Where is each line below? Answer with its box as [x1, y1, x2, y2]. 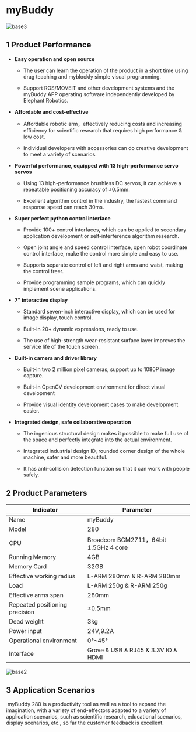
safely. [23, 471, 40, 478]
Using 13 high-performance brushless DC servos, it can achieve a [23, 179, 182, 186]
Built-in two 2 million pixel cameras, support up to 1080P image [23, 366, 176, 373]
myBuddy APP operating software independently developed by [23, 90, 175, 97]
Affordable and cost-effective [14, 108, 89, 115]
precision [9, 608, 35, 616]
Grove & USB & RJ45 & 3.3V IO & [87, 646, 178, 654]
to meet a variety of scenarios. [23, 151, 97, 158]
